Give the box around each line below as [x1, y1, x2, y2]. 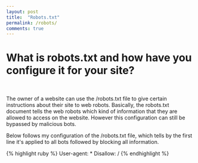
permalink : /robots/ [6, 20, 58, 26]
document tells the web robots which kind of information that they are [6, 108, 178, 115]
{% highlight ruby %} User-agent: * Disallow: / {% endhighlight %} [6, 150, 169, 157]
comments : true [6, 25, 44, 32]
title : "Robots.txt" [6, 14, 60, 20]
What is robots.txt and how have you [6, 51, 192, 64]
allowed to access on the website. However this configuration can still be [6, 114, 186, 121]
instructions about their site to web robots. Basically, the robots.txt [6, 102, 169, 109]
